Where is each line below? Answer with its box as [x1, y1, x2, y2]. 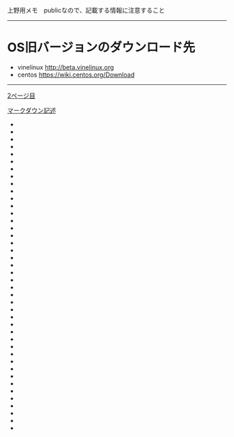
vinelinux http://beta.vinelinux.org [17, 63, 114, 71]
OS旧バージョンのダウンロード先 [7, 40, 196, 56]
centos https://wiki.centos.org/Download [17, 70, 134, 79]
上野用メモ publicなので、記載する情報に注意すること [7, 6, 165, 14]
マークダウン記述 [7, 106, 56, 114]
